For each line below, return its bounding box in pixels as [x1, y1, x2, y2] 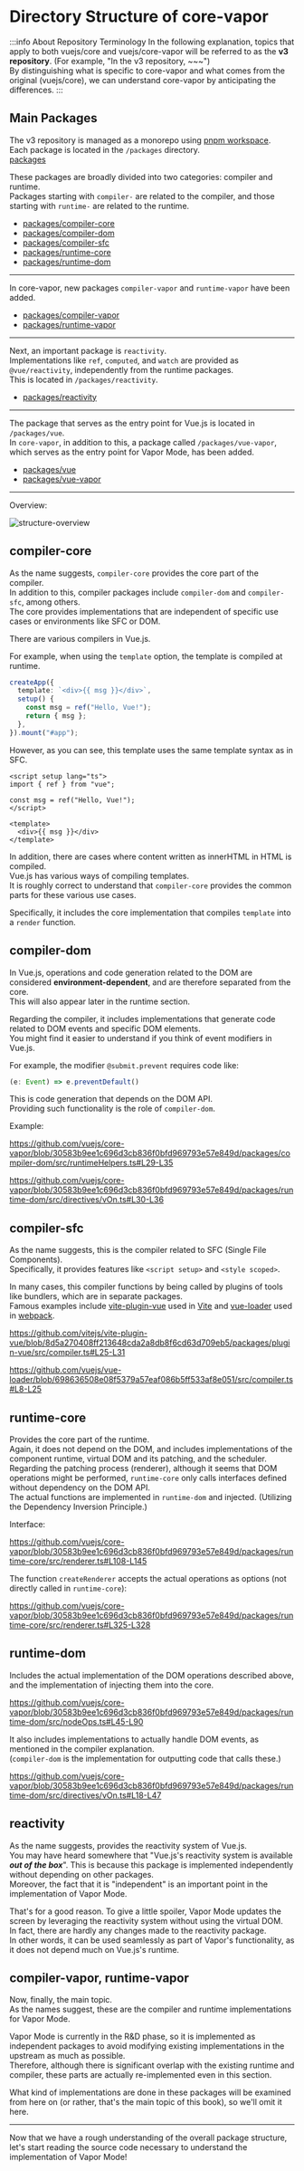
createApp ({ [9, 677, 54, 687]
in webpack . [9, 1310, 55, 1321]
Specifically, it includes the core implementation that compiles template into [9, 907, 291, 918]
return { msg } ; [25, 712, 88, 721]
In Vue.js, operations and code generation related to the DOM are [9, 967, 253, 978]
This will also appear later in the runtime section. [9, 996, 190, 1007]
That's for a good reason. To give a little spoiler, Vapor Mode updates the [9, 1906, 282, 1917]
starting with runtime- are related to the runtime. [9, 200, 190, 211]
